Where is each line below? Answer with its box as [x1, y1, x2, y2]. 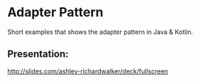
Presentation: [7, 48, 69, 60]
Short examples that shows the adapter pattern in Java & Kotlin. [7, 28, 194, 36]
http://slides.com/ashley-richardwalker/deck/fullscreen [7, 66, 169, 75]
